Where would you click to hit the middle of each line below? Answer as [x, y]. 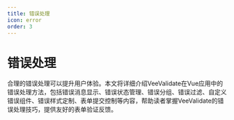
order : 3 [20, 26]
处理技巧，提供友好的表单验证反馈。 [65, 110]
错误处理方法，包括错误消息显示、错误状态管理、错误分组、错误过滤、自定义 [117, 92]
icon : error [24, 20]
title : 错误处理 [29, 14]
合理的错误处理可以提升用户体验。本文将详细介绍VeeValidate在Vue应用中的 [115, 83]
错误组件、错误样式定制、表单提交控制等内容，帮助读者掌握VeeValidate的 [112, 101]
